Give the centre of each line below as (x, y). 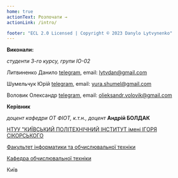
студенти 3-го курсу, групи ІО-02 (48, 61)
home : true (20, 11)
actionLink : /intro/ (32, 22)
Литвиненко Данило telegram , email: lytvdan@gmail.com (77, 73)
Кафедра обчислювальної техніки (49, 159)
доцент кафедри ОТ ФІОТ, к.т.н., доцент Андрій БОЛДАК (78, 118)
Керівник (19, 107)
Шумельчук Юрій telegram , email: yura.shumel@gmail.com (79, 84)
